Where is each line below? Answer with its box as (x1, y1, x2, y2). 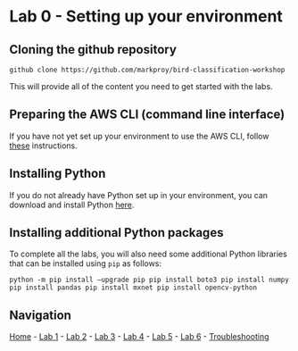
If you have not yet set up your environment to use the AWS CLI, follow (9, 130, 269, 141)
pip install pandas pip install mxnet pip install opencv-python (9, 283, 257, 292)
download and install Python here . (9, 199, 135, 210)
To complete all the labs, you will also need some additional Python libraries (9, 248, 287, 260)
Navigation (9, 307, 71, 322)
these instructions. (9, 140, 78, 151)
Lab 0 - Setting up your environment (9, 6, 284, 27)
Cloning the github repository (9, 42, 177, 57)
